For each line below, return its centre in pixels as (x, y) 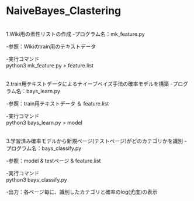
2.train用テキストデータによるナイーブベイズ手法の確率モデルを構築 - (90, 84)
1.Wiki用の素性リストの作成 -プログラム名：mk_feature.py (75, 34)
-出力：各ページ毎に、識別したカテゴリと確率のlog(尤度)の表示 (82, 192)
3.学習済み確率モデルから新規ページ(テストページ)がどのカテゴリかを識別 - (96, 141)
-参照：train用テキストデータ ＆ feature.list (58, 103)
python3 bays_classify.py (37, 179)
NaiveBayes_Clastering (64, 11)
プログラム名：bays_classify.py (44, 148)
